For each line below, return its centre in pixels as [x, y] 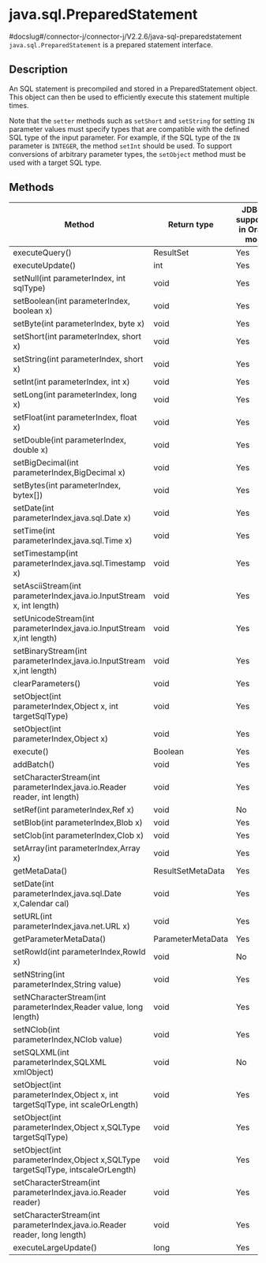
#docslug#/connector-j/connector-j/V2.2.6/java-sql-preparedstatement [126, 36]
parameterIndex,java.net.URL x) [72, 926]
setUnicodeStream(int [54, 618]
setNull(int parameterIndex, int [69, 278]
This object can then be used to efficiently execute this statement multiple [129, 97]
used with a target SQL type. [55, 163]
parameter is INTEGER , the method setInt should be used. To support [120, 146]
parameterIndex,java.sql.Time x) [73, 540]
